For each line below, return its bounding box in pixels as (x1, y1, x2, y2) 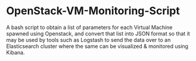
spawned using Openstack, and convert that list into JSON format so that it (6, 30, 191, 37)
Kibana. (6, 49, 25, 56)
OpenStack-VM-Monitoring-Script (6, 4, 180, 18)
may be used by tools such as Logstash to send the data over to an (6, 36, 171, 43)
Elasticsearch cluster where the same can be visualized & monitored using (6, 43, 189, 50)
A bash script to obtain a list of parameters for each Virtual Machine (6, 24, 173, 31)
